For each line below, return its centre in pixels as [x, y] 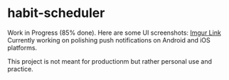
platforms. [22, 47]
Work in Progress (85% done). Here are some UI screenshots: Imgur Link [114, 33]
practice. [20, 69]
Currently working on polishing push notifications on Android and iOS [109, 40]
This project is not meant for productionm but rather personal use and [110, 61]
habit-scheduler [56, 13]
